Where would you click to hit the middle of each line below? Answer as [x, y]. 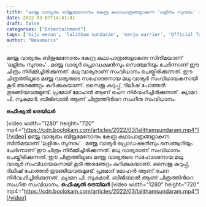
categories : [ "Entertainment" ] [46, 29]
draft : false [23, 23]
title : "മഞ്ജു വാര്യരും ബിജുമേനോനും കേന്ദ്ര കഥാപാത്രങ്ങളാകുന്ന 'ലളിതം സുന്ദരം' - [104, 12]
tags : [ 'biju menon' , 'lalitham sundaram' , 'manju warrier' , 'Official [100, 35]
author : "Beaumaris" [33, 40]
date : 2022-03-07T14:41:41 [41, 18]
